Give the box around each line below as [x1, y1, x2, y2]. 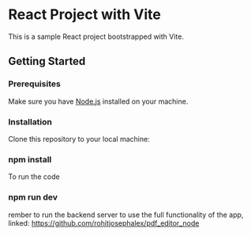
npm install [8, 154, 52, 165]
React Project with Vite [8, 6, 162, 24]
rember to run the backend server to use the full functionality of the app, [8, 210, 244, 219]
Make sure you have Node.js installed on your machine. [8, 97, 189, 106]
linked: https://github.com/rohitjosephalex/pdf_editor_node [8, 218, 200, 227]
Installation [8, 116, 53, 128]
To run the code [8, 172, 61, 181]
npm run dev [8, 192, 58, 203]
